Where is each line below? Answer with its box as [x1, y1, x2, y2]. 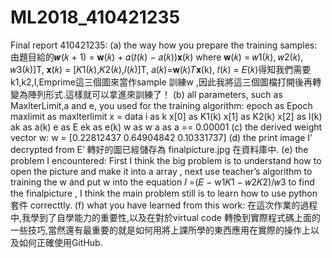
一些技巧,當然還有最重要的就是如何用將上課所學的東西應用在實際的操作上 [10, 224, 312, 236]
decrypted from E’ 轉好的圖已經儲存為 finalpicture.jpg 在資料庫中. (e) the [10, 143, 309, 155]
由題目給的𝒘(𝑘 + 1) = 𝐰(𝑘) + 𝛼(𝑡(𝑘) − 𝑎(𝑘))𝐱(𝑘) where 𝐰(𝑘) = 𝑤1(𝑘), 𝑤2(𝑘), [10, 51, 304, 63]
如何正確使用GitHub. [18, 236, 103, 248]
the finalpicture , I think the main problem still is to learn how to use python [10, 187, 318, 199]
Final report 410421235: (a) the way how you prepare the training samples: [10, 39, 318, 51]
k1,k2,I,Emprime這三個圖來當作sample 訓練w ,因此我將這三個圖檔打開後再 [10, 76, 313, 88]
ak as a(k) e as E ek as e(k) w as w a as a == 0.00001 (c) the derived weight [10, 121, 323, 133]
